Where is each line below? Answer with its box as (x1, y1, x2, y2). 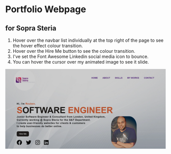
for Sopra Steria (5, 24, 56, 33)
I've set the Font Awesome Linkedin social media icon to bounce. (12, 53, 149, 59)
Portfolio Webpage (5, 4, 87, 15)
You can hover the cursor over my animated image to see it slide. (12, 59, 149, 65)
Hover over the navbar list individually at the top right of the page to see (12, 37, 164, 43)
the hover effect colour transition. (12, 43, 83, 49)
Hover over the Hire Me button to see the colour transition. (12, 48, 135, 54)
